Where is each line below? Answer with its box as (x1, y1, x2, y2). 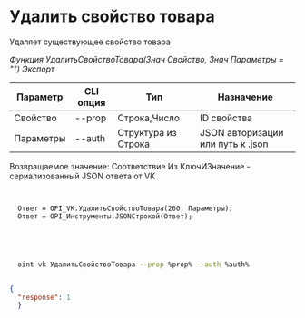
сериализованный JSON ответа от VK (9, 170, 156, 181)
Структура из (117, 126, 177, 139)
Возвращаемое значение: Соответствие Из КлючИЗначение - (9, 160, 251, 171)
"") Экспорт (9, 63, 55, 74)
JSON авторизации (199, 126, 284, 139)
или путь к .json (199, 138, 269, 150)
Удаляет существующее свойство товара (9, 36, 171, 47)
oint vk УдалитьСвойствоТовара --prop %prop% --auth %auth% (17, 260, 250, 269)
